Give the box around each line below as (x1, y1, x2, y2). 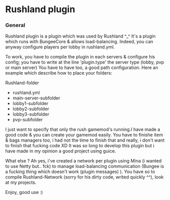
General (5, 22, 25, 29)
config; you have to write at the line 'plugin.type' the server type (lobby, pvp (5, 59, 164, 65)
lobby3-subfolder (12, 111, 50, 117)
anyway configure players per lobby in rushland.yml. (5, 44, 115, 50)
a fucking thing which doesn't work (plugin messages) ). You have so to (5, 169, 155, 175)
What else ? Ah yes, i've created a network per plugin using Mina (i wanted (5, 158, 162, 164)
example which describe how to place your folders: (5, 70, 113, 76)
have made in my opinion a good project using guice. (5, 148, 116, 154)
